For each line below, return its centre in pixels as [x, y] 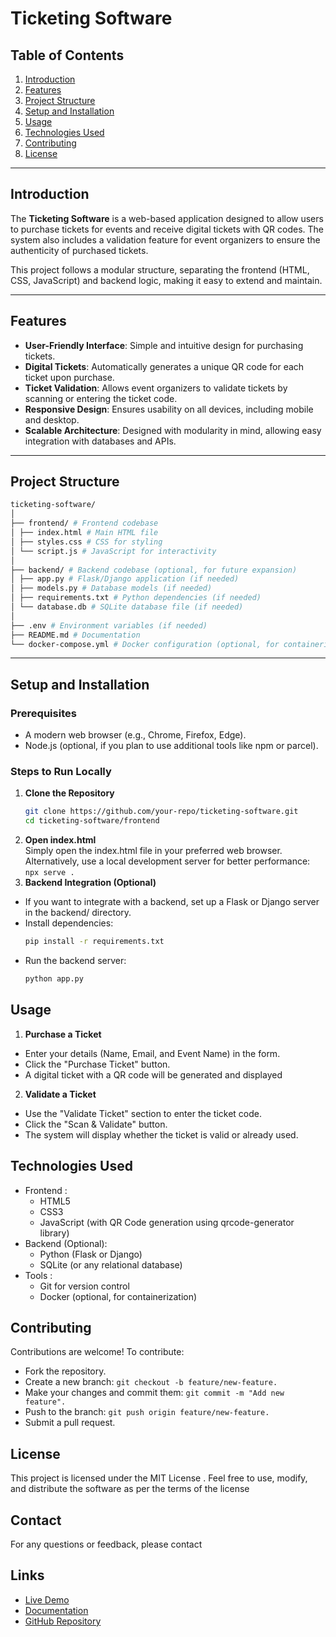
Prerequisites [43, 713]
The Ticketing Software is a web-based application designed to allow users [167, 218]
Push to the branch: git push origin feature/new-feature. [147, 1412]
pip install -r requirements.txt [94, 942]
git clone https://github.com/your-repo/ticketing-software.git [161, 812]
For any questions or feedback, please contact [106, 1544]
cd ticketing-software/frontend [92, 821]
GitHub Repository [63, 1621]
